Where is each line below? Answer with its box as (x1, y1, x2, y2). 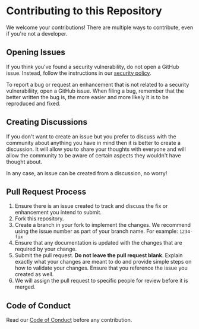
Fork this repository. (14, 215, 64, 222)
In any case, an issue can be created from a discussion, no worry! (6, 169, 168, 176)
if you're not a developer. (6, 30, 68, 37)
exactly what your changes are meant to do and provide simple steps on (14, 258, 192, 265)
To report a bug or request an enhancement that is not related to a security (6, 81, 189, 88)
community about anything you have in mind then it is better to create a (6, 139, 181, 146)
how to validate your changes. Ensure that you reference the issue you (14, 264, 188, 271)
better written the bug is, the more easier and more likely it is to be (6, 93, 169, 100)
